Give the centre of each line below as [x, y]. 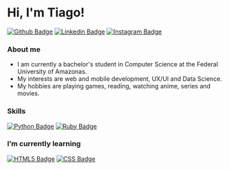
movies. [28, 93]
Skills [17, 111]
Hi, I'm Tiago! [46, 13]
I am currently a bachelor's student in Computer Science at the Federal [118, 64]
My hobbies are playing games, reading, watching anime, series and [114, 86]
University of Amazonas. [52, 72]
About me [24, 49]
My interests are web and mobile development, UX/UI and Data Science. [119, 79]
